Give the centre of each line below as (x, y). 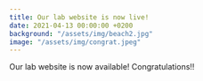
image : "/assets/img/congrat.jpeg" (75, 42)
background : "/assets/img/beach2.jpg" (81, 33)
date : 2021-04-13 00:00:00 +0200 (71, 26)
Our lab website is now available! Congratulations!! (102, 67)
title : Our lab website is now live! (79, 17)
